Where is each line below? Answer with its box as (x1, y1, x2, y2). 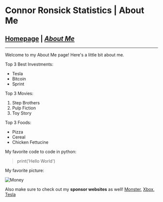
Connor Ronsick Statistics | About (5, 5, 145, 16)
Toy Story (12, 110, 32, 116)
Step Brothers (12, 100, 40, 105)
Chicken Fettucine (12, 139, 49, 145)
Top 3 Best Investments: (5, 61, 53, 67)
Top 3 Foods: (5, 119, 32, 125)
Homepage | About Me (5, 34, 75, 43)
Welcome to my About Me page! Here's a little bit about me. (5, 52, 125, 58)
